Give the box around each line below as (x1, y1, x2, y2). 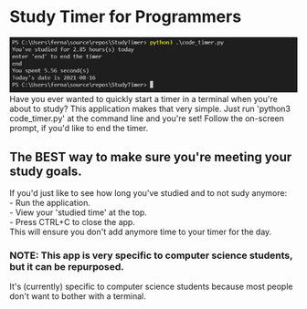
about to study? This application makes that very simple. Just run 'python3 (9, 103, 291, 115)
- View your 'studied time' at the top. (9, 207, 148, 218)
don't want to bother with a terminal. (9, 291, 146, 302)
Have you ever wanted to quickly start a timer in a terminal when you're (9, 94, 279, 105)
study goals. (9, 163, 82, 179)
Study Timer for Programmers (9, 6, 242, 27)
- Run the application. (9, 198, 91, 209)
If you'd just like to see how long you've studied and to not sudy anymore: (9, 188, 288, 199)
